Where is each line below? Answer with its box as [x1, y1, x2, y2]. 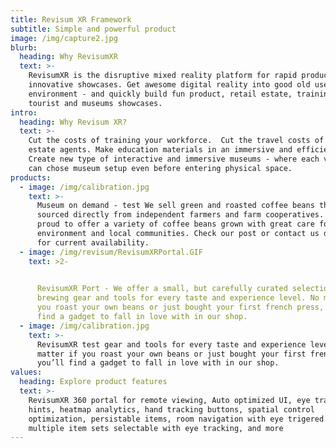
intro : [10, 107, 38, 118]
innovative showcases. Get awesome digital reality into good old [28, 80, 311, 90]
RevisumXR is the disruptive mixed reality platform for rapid [28, 71, 298, 81]
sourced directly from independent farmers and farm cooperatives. [36, 210, 325, 220]
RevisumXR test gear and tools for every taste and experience [36, 339, 307, 350]
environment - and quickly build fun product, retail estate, [28, 89, 293, 99]
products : [10, 172, 52, 183]
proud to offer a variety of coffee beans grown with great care [36, 219, 315, 230]
